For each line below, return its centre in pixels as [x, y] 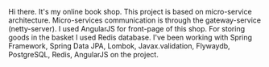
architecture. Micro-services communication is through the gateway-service [135, 20]
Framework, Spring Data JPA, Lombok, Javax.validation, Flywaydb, [120, 46]
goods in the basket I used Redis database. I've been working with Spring [130, 37]
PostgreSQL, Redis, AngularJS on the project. [83, 54]
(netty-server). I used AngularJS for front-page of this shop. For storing [127, 29]
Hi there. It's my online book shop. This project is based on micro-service [130, 12]
